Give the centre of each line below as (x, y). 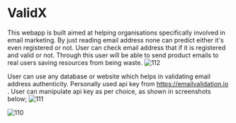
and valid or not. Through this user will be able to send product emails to (113, 55)
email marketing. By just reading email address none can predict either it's (116, 40)
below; (17, 99)
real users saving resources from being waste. (75, 62)
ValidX (27, 13)
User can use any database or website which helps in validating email (109, 76)
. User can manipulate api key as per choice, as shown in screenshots (109, 91)
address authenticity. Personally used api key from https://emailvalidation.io (118, 83)
